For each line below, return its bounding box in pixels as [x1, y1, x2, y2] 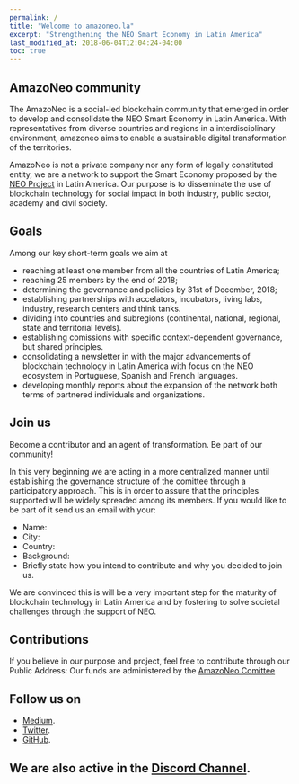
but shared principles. [22, 341, 103, 352]
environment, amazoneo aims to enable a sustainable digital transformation [9, 132, 287, 143]
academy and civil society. [9, 197, 108, 208]
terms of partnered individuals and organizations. [22, 388, 205, 400]
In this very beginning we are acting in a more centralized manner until [9, 466, 270, 477]
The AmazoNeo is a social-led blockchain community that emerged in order [9, 103, 289, 114]
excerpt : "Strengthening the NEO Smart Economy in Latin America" [9, 30, 263, 39]
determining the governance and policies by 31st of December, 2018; [22, 284, 278, 295]
